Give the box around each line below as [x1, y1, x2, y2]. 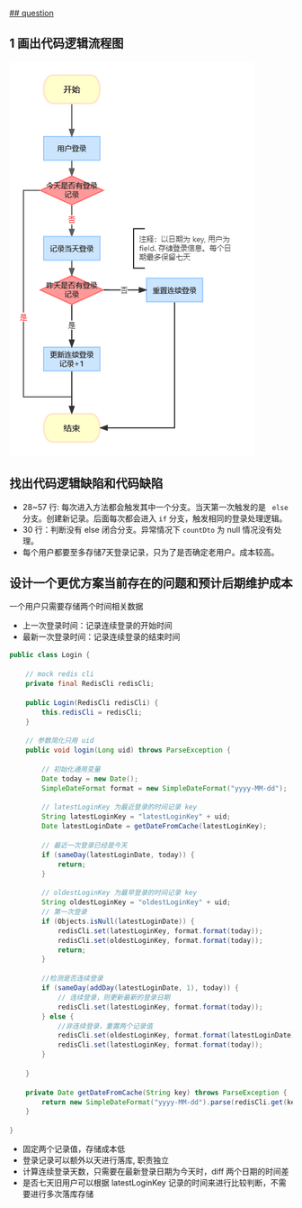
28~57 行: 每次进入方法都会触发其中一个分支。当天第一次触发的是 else [22, 501, 289, 512]
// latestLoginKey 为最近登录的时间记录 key [41, 802, 198, 812]
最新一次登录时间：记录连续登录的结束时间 [22, 631, 181, 643]
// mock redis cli [25, 670, 94, 679]
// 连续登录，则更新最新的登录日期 [57, 993, 171, 1002]
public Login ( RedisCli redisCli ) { [25, 698, 159, 707]
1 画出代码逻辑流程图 [9, 36, 124, 51]
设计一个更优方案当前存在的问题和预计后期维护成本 [9, 576, 293, 591]
